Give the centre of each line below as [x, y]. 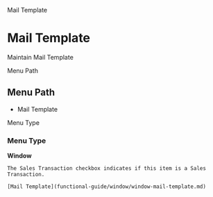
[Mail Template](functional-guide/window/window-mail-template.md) [107, 187]
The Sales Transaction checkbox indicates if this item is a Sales [107, 169]
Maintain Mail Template [41, 57]
